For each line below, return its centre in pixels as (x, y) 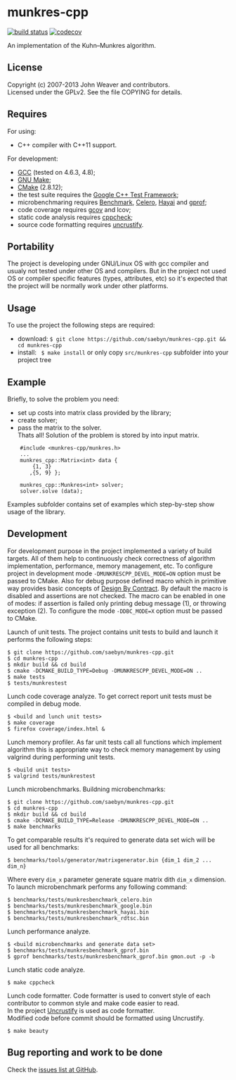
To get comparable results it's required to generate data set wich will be (111, 840)
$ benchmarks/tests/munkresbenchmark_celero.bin (80, 900)
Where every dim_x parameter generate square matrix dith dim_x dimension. (117, 879)
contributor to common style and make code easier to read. (93, 1003)
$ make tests (26, 677)
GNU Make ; (34, 180)
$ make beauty (28, 1031)
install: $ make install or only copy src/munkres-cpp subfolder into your (123, 352)
